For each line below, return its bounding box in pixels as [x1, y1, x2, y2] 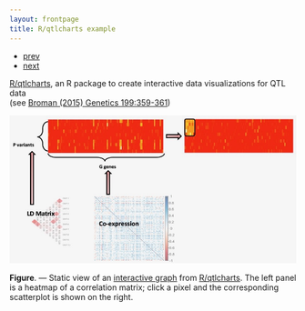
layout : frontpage [9, 15, 79, 24]
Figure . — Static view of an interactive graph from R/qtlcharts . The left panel [9, 273, 297, 284]
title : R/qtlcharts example [9, 24, 117, 34]
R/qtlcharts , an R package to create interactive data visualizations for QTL [9, 77, 287, 88]
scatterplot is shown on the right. [9, 292, 134, 303]
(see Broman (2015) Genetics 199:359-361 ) [9, 96, 171, 108]
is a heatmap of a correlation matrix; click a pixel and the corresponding [9, 282, 280, 293]
